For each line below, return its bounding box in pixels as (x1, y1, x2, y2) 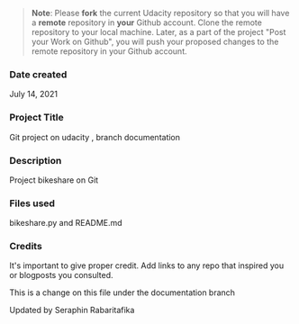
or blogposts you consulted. (9, 270, 114, 281)
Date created (9, 67, 68, 80)
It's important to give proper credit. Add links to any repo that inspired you (9, 260, 285, 271)
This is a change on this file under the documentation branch (9, 287, 236, 298)
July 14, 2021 (9, 89, 59, 100)
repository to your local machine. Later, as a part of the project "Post (31, 27, 286, 37)
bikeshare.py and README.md (9, 218, 123, 229)
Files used (9, 197, 56, 210)
